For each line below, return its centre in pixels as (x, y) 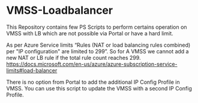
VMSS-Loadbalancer (59, 10)
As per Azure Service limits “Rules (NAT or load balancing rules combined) (98, 45)
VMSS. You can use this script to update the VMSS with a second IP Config (99, 88)
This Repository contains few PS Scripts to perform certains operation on (97, 27)
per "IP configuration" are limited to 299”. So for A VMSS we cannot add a (97, 51)
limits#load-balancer (32, 70)
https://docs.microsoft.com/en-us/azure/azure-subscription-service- (92, 64)
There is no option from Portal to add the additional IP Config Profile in (93, 82)
